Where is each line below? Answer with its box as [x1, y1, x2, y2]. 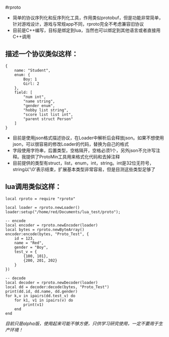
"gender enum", [23, 103, 55, 108]
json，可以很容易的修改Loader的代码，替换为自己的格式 [12, 141, 129, 147]
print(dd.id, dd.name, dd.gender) [5, 289, 78, 294]
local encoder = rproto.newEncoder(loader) [5, 222, 98, 228]
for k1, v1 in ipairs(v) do [14, 298, 73, 303]
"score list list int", [23, 112, 73, 117]
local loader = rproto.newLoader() [5, 205, 80, 210]
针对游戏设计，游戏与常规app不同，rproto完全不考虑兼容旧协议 [12, 21, 144, 27]
